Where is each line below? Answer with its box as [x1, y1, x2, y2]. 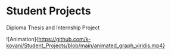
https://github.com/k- [38, 35, 91, 42]
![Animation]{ [6, 35, 39, 42]
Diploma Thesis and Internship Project [6, 24, 100, 31]
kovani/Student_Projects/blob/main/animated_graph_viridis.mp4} [6, 42, 166, 49]
